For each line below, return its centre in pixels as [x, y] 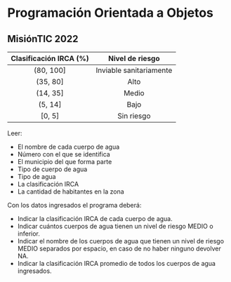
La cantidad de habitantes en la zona [71, 192]
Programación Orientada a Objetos [111, 13]
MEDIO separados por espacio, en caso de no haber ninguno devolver [119, 248]
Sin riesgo [134, 116]
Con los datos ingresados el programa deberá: [74, 205]
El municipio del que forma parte [65, 162]
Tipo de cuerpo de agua [52, 169]
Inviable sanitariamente [134, 70]
